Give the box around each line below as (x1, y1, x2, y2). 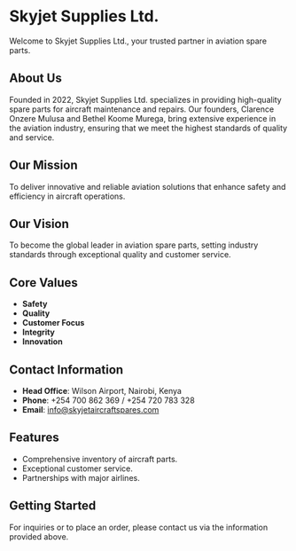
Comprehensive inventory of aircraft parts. (21, 453, 178, 464)
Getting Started (9, 499, 97, 514)
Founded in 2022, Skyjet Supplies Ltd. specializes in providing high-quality (9, 94, 282, 105)
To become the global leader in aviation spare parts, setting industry (9, 240, 259, 250)
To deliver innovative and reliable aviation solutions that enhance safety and (9, 181, 286, 192)
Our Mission (9, 158, 78, 173)
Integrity (21, 327, 56, 338)
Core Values (9, 275, 78, 290)
